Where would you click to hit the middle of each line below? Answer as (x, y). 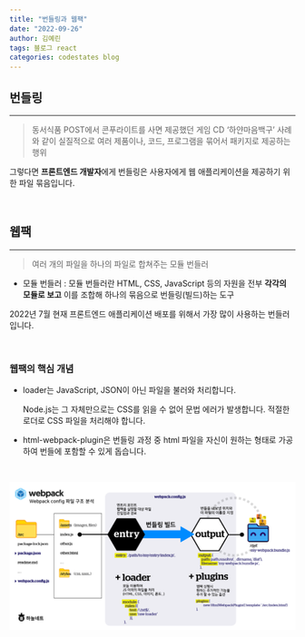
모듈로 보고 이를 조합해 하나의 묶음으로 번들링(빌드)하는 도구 (128, 294)
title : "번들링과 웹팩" (49, 19)
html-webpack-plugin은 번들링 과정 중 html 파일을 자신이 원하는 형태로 (149, 440)
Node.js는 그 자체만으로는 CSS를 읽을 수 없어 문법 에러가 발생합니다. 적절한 (156, 409)
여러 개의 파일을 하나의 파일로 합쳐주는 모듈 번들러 (120, 264)
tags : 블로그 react (43, 48)
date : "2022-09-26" (46, 29)
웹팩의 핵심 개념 (42, 368)
